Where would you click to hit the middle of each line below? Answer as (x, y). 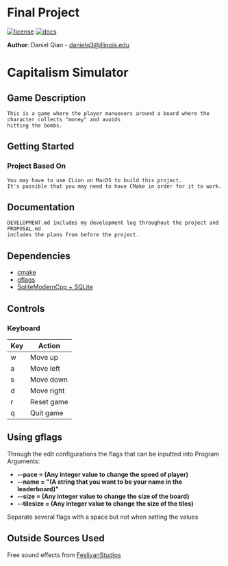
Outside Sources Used (56, 538)
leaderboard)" (38, 489)
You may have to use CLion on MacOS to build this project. (95, 180)
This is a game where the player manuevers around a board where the (109, 113)
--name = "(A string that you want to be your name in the (100, 482)
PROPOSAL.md (24, 229)
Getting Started (41, 146)
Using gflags (35, 438)
